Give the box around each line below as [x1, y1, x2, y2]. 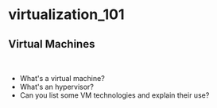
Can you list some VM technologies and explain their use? [19, 91, 210, 100]
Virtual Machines [8, 37, 95, 51]
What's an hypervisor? [19, 82, 94, 91]
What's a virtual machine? [19, 74, 105, 83]
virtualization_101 [8, 6, 125, 24]
